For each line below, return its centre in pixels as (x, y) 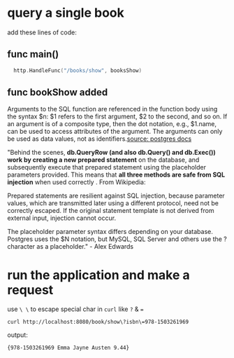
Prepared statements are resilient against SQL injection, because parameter (116, 196)
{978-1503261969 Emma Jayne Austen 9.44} (68, 348)
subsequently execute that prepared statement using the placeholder (107, 167)
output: (17, 335)
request (30, 290)
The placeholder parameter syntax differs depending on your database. (110, 232)
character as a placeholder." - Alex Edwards (71, 247)
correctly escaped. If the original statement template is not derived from (111, 211)
